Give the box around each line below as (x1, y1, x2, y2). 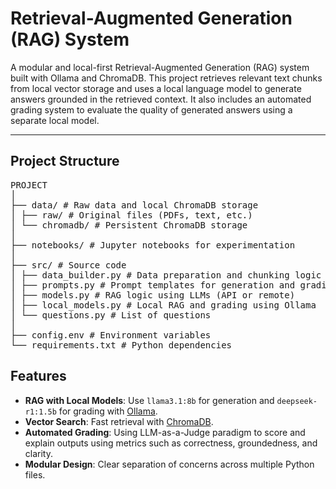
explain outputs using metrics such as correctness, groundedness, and (24, 437, 318, 449)
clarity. (24, 447, 53, 459)
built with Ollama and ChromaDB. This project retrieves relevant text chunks (10, 72, 323, 84)
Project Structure (10, 153, 120, 170)
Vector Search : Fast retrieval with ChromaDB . (24, 415, 214, 427)
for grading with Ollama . (58, 405, 158, 417)
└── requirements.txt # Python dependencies (10, 339, 233, 351)
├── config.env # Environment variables (10, 329, 212, 341)
